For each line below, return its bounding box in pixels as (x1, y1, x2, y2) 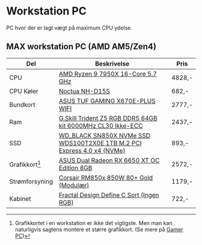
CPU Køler (9, 87, 39, 95)
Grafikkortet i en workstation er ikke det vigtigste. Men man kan (14, 219, 173, 226)
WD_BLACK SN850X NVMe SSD (58, 131, 151, 140)
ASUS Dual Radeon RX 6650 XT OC (58, 156, 160, 164)
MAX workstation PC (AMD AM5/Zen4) (6, 42, 156, 52)
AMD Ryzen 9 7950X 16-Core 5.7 (58, 69, 158, 78)
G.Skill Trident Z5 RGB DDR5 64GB (58, 114, 158, 122)
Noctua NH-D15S (58, 87, 110, 95)
